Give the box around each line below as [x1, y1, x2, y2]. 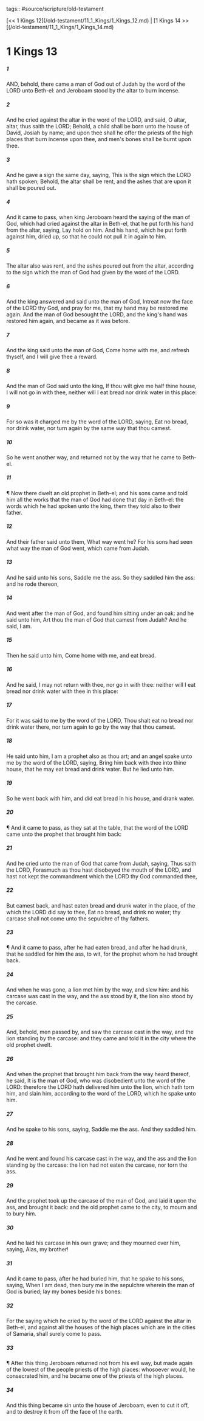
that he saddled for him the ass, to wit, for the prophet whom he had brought [6, 950, 199, 957]
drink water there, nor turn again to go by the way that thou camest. [6, 723, 176, 731]
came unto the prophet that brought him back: [6, 830, 122, 838]
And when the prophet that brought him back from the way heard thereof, [6, 1071, 190, 1078]
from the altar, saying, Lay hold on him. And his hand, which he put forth [6, 226, 187, 234]
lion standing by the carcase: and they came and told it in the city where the [6, 1035, 196, 1042]
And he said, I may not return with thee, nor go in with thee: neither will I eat [6, 681, 196, 688]
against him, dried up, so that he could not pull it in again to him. [6, 233, 167, 240]
